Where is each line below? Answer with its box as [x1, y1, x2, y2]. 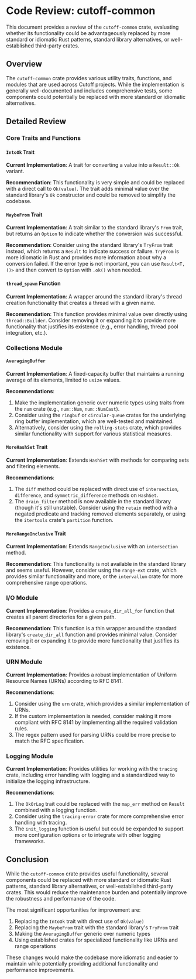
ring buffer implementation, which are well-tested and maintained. [14, 417, 174, 425]
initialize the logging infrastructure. [6, 778, 90, 785]
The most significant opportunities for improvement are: [6, 906, 141, 913]
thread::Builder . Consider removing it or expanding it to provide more [6, 317, 176, 324]
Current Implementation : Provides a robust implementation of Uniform [6, 671, 177, 678]
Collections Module [6, 343, 63, 352]
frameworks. [14, 838, 46, 845]
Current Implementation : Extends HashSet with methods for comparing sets [6, 456, 189, 463]
